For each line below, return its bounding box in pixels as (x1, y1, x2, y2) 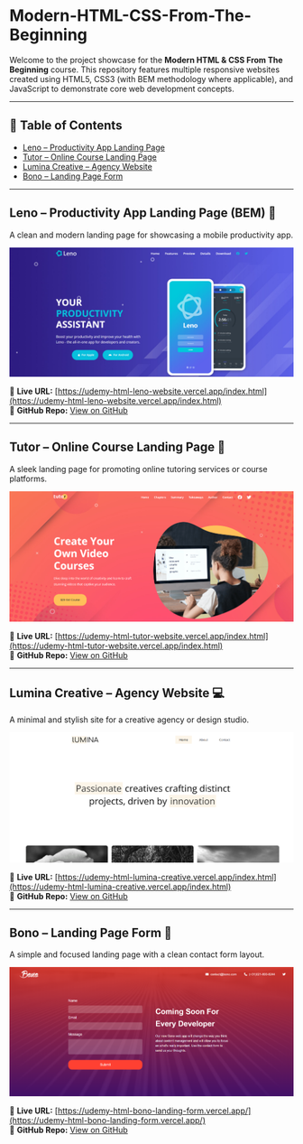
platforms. (9, 473, 48, 484)
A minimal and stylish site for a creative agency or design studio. (9, 714, 250, 725)
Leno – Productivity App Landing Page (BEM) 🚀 (9, 205, 277, 221)
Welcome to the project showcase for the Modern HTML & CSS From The (9, 54, 283, 65)
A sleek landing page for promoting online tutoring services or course (9, 463, 268, 474)
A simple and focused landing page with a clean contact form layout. (9, 949, 265, 960)
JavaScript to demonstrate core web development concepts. (9, 83, 234, 94)
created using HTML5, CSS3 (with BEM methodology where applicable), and (9, 73, 294, 84)
